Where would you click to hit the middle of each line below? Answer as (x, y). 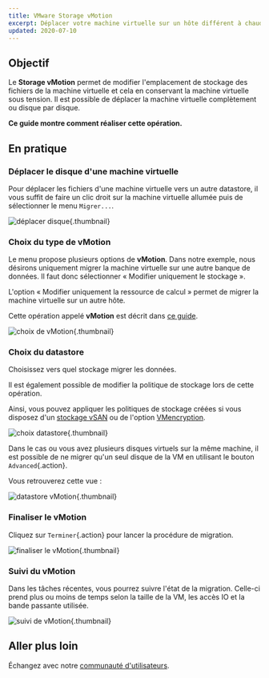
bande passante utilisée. (49, 606)
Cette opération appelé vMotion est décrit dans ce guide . (103, 316)
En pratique (38, 148)
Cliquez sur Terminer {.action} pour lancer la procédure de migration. (121, 535)
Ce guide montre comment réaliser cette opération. (95, 123)
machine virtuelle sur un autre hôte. (67, 300)
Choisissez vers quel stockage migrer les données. (92, 370)
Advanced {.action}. (38, 466)
